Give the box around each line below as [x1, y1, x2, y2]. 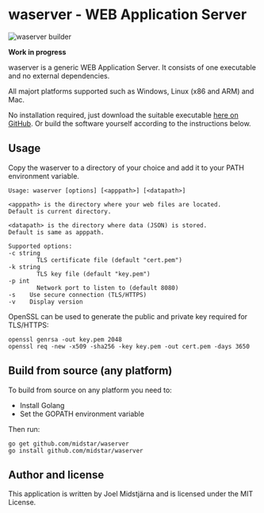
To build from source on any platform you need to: [8, 385, 172, 395]
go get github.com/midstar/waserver [8, 439, 129, 448]
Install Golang [19, 400, 65, 410]
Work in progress [8, 47, 67, 56]
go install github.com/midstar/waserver [8, 446, 144, 454]
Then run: [8, 424, 40, 434]
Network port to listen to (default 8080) [36, 283, 179, 291]
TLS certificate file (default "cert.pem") [36, 256, 182, 264]
